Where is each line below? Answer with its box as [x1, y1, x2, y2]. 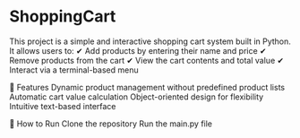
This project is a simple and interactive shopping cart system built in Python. [9, 36, 291, 47]
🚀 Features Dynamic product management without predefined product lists [9, 82, 285, 92]
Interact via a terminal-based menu [9, 65, 139, 75]
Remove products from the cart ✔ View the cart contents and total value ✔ [9, 55, 285, 65]
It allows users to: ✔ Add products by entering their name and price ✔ [9, 45, 267, 56]
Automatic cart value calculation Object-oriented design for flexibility [9, 91, 264, 102]
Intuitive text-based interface [9, 100, 116, 111]
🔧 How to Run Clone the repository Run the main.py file [9, 118, 213, 129]
